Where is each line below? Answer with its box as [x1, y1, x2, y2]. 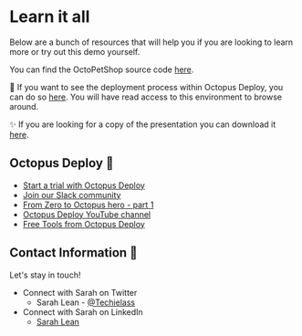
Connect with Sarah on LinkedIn [22, 306, 143, 317]
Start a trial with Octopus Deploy [22, 180, 146, 191]
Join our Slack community [22, 189, 121, 200]
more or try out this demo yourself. [9, 46, 141, 57]
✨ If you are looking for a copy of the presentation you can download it [9, 119, 276, 130]
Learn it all [9, 6, 90, 27]
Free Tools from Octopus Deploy [22, 218, 146, 229]
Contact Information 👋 [9, 245, 139, 261]
